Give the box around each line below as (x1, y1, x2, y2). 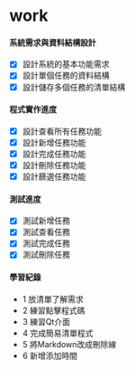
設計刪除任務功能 (22, 159, 86, 170)
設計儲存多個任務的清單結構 (22, 81, 126, 92)
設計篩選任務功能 (22, 171, 86, 182)
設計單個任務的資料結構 (22, 70, 110, 81)
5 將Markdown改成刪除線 (22, 338, 117, 349)
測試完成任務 (22, 238, 70, 249)
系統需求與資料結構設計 (9, 37, 96, 48)
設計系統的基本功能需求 (22, 59, 110, 70)
